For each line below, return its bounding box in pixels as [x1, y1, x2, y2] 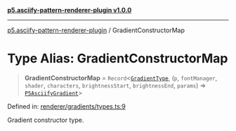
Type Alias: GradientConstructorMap [7, 50, 228, 67]
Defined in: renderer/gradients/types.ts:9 [7, 102, 126, 111]
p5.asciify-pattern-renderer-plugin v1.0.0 [7, 6, 132, 14]
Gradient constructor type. [7, 116, 84, 124]
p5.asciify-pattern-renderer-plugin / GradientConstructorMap [7, 26, 185, 34]
